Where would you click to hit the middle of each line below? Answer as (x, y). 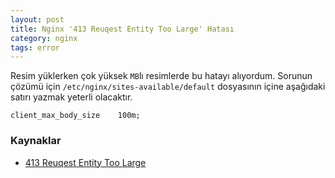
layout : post (37, 19)
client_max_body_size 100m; (75, 116)
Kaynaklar (36, 141)
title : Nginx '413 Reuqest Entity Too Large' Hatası (122, 29)
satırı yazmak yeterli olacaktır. (71, 97)
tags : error (35, 47)
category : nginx (44, 38)
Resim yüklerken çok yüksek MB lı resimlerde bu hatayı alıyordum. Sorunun (161, 76)
